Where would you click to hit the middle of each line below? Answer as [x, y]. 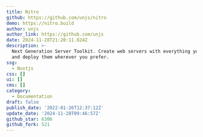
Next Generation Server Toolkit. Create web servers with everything [101, 52]
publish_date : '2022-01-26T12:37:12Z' [55, 108]
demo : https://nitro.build [40, 23]
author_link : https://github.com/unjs [55, 35]
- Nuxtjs [23, 68]
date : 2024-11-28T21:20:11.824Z [47, 40]
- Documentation [32, 96]
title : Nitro [23, 12]
